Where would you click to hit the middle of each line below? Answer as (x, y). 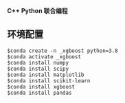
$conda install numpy (38, 62)
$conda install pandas (39, 93)
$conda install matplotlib (46, 75)
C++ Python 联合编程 (37, 11)
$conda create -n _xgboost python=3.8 (62, 51)
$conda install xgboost (41, 87)
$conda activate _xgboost (44, 57)
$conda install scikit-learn (49, 81)
